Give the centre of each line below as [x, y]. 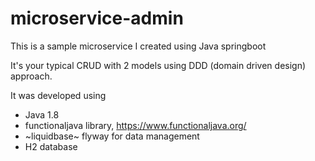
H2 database [51, 146]
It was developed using [58, 95]
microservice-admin [97, 18]
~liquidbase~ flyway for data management [112, 136]
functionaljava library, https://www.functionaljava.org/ [135, 125]
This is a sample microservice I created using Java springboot [138, 46]
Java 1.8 [42, 114]
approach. [31, 76]
